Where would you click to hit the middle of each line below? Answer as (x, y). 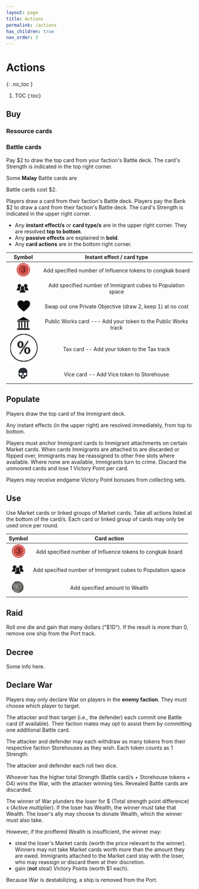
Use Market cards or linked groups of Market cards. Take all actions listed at (99, 512)
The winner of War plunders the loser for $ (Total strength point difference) (98, 801)
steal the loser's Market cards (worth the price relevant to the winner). (100, 843)
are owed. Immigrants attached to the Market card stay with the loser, (99, 856)
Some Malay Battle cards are (41, 178)
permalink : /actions (32, 25)
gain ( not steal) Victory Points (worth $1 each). (72, 868)
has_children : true (30, 31)
